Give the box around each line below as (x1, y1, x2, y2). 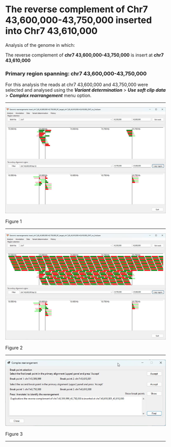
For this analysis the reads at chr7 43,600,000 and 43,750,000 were (5, 81, 149, 88)
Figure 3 (5, 431, 23, 437)
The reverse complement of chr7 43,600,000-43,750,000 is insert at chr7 (5, 52, 164, 58)
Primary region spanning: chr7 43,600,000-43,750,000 (5, 70, 147, 77)
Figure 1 (5, 218, 22, 225)
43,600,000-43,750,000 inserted (5, 14, 152, 26)
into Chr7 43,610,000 (5, 25, 98, 37)
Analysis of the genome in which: (5, 42, 75, 48)
